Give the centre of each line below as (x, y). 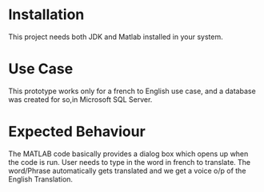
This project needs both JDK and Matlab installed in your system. (116, 37)
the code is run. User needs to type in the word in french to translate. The (129, 162)
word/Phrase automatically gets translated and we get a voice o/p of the (127, 170)
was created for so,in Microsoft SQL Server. (80, 99)
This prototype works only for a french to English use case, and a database (132, 91)
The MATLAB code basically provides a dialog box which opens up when (128, 154)
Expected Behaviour (77, 132)
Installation (46, 15)
